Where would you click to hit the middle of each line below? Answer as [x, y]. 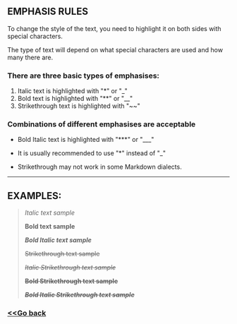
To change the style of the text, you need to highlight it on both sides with [114, 28]
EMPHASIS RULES [48, 12]
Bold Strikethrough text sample [71, 281]
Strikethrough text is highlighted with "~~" [79, 106]
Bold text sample [50, 227]
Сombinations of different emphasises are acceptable [102, 124]
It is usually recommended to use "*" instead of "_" [91, 153]
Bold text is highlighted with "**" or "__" [75, 99]
